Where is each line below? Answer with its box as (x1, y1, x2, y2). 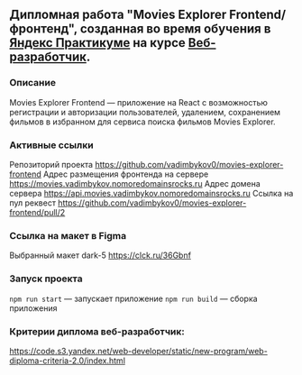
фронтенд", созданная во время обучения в (9, 22, 271, 37)
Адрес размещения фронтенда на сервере (43, 169, 209, 179)
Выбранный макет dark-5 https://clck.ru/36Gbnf (9, 250, 192, 261)
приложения (9, 302, 58, 314)
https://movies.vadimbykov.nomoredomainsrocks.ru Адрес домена (9, 178, 261, 188)
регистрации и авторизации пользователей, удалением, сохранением (9, 106, 281, 117)
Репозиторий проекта (9, 159, 93, 169)
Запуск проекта (9, 272, 83, 285)
